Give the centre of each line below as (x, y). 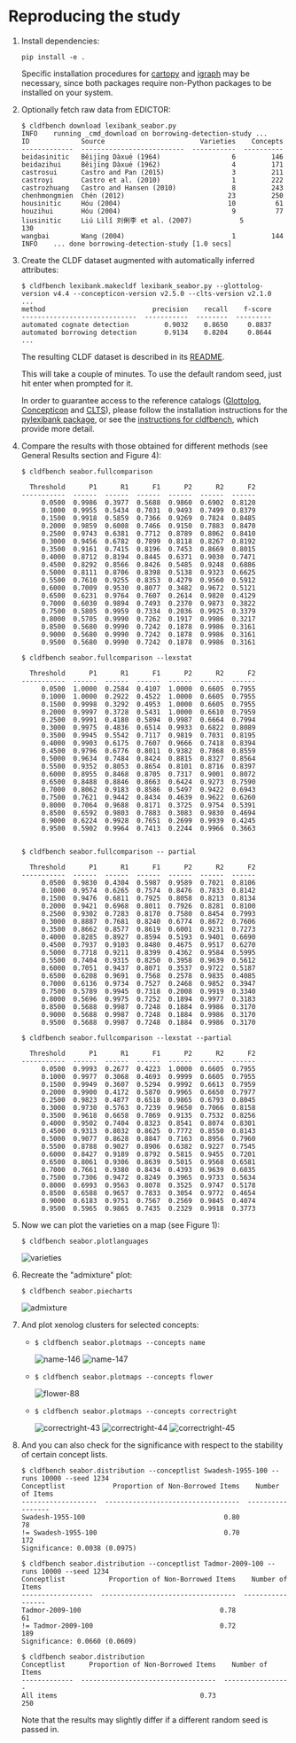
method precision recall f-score (146, 309)
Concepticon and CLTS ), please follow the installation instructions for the (154, 410)
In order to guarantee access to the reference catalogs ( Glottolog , (141, 400)
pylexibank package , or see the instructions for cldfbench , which (140, 419)
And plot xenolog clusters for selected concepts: (110, 1325)
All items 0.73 (118, 1695)
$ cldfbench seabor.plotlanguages (85, 1241)
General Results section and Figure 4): (91, 455)
